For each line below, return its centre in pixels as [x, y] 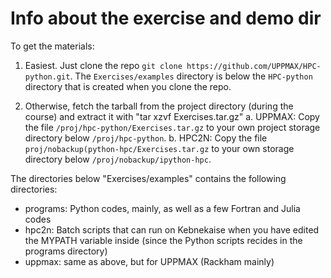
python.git [47, 77]
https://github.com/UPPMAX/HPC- [254, 66]
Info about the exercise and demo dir [166, 18]
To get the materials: [52, 46]
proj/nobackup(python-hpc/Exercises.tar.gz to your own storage [159, 148]
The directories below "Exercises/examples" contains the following [148, 178]
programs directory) [66, 251]
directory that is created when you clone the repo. [128, 86]
